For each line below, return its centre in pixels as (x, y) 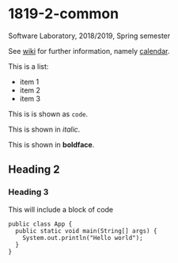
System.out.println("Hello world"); (83, 238)
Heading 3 (28, 192)
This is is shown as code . (48, 114)
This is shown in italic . (44, 129)
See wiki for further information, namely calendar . (89, 51)
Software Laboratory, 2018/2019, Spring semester (89, 36)
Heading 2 (34, 170)
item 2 (30, 90)
